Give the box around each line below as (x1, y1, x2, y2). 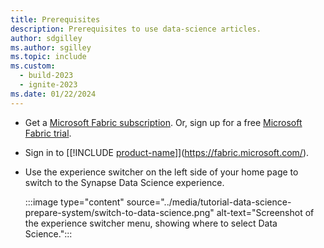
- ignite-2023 (19, 80, 78, 90)
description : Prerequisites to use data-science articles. (10, 24, 262, 34)
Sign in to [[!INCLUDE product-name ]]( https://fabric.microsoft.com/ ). (24, 146, 310, 158)
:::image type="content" (24, 196, 125, 208)
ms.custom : (10, 61, 56, 71)
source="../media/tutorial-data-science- (126, 196, 292, 208)
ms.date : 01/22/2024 (10, 89, 97, 99)
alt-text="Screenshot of (216, 206, 315, 218)
